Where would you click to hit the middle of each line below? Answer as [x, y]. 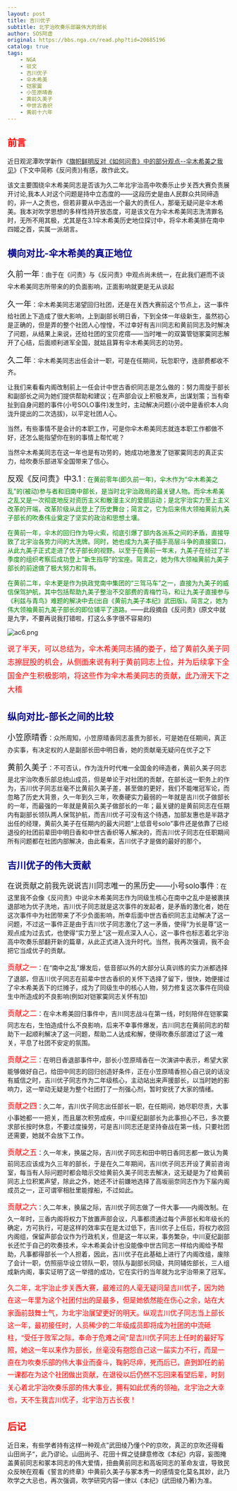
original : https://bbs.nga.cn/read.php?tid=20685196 [86, 40]
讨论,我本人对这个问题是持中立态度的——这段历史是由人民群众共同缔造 [116, 193]
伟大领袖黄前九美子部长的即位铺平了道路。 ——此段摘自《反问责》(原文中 [114, 609]
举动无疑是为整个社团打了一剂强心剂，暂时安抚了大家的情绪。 [127, 1089]
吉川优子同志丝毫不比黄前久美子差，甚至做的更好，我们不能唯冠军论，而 [124, 789]
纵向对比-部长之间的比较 [61, 717]
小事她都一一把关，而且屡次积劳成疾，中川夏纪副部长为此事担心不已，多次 [115, 1118]
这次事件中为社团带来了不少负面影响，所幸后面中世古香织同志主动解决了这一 [119, 915]
